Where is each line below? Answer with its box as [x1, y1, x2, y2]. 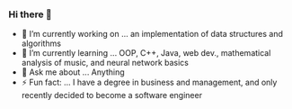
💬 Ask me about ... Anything [21, 67, 125, 77]
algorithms [21, 38, 62, 49]
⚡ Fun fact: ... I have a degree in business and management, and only [21, 77, 278, 88]
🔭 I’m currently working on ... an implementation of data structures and [21, 29, 284, 40]
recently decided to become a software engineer [21, 90, 203, 101]
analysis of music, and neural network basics [21, 58, 190, 68]
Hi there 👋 [8, 8, 53, 21]
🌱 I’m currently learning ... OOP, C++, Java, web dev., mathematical [21, 48, 271, 59]
